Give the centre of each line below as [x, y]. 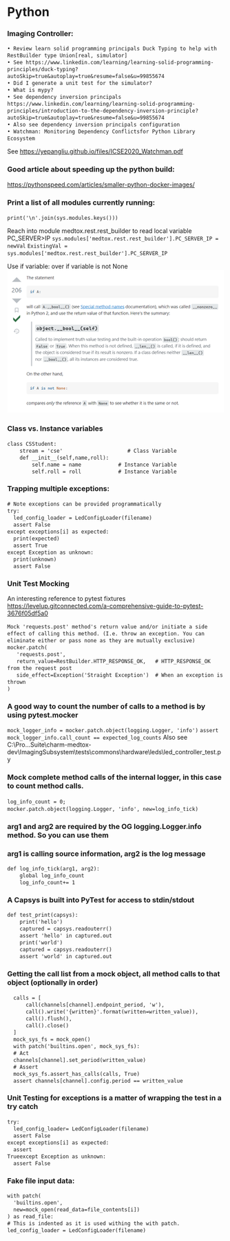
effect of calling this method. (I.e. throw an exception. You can [106, 634]
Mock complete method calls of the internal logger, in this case [115, 777]
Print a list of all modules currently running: [81, 203]
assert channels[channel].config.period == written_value [98, 1081]
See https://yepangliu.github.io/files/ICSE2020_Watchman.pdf [95, 151]
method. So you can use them [58, 835]
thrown [17, 682]
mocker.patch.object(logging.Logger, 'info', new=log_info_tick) [103, 809]
